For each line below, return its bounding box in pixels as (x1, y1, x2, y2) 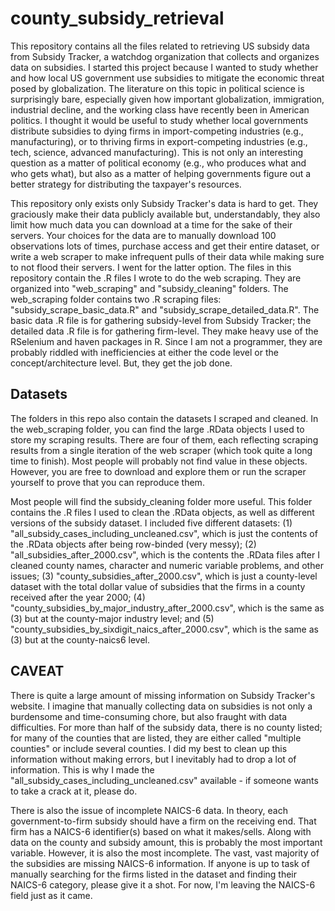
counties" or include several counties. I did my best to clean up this (10, 742, 288, 754)
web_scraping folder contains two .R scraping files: (10, 293, 222, 305)
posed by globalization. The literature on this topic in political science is (10, 82, 305, 94)
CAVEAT (10, 663, 65, 680)
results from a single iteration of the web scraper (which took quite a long (10, 444, 313, 456)
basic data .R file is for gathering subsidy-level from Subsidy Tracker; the (10, 314, 312, 326)
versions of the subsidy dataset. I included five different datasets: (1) (10, 517, 293, 529)
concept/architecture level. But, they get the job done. (10, 357, 233, 369)
